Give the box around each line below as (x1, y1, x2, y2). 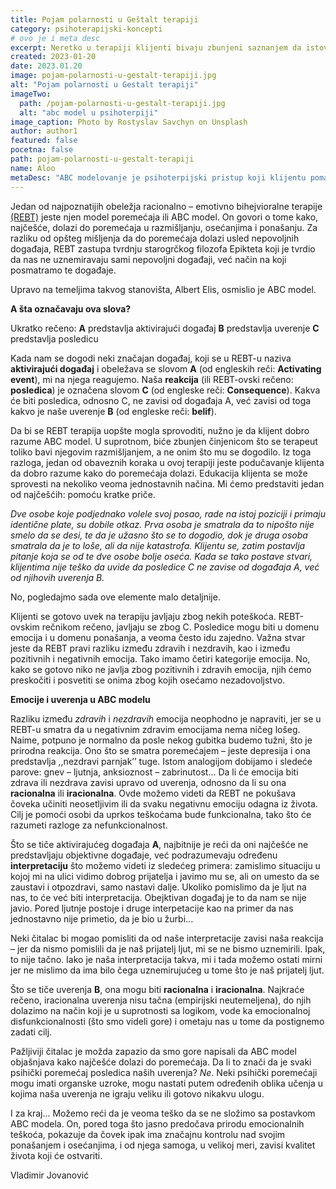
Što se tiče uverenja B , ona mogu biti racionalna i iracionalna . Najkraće (10, 983, 305, 995)
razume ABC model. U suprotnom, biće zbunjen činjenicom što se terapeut (10, 435, 318, 447)
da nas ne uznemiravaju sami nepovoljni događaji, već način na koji (10, 253, 287, 265)
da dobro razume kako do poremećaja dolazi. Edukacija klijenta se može (10, 467, 308, 479)
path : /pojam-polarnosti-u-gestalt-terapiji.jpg (19, 98, 226, 108)
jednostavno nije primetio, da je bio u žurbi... (10, 912, 194, 925)
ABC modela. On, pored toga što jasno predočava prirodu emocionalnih (10, 1117, 305, 1130)
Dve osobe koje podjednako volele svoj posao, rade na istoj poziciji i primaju (10, 507, 326, 520)
